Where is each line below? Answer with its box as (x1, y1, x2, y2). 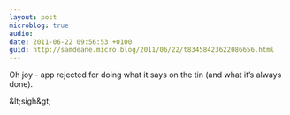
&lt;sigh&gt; (9, 96, 51, 106)
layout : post (9, 12, 57, 22)
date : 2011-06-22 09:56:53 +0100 (9, 37, 133, 47)
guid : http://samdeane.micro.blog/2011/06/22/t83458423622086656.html (9, 46, 275, 54)
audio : (9, 29, 34, 38)
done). (9, 79, 34, 90)
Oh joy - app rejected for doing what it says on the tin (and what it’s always (9, 69, 282, 80)
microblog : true (9, 21, 69, 30)
